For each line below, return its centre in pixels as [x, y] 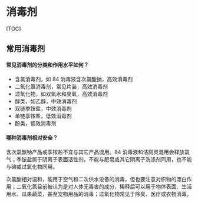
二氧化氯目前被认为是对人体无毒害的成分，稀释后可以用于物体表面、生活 [104, 187]
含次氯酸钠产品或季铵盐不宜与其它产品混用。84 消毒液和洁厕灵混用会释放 [95, 152]
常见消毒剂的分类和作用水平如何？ [47, 65]
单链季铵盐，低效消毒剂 [43, 116]
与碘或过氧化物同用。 [32, 167]
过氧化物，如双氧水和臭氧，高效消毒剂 [61, 94]
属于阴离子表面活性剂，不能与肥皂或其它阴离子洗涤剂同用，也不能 [112, 159]
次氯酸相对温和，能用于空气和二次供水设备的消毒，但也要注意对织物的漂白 [96, 179]
